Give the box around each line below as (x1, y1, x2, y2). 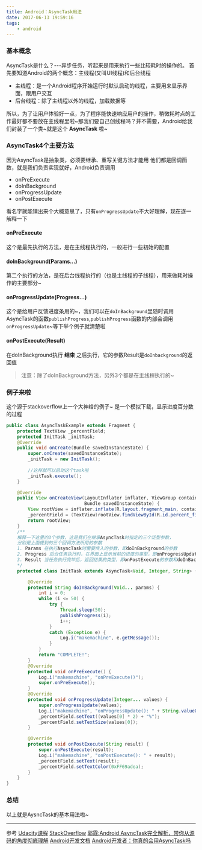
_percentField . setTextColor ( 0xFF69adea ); (38, 764, 144, 770)
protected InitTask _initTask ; (17, 434, 96, 440)
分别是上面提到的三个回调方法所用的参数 (17, 540, 102, 546)
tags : (6, 20, 20, 26)
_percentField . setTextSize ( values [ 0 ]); (38, 719, 138, 725)
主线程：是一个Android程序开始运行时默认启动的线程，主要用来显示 (14, 82, 182, 89)
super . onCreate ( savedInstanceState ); (28, 451, 122, 457)
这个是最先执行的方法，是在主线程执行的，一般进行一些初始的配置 (6, 244, 170, 251)
